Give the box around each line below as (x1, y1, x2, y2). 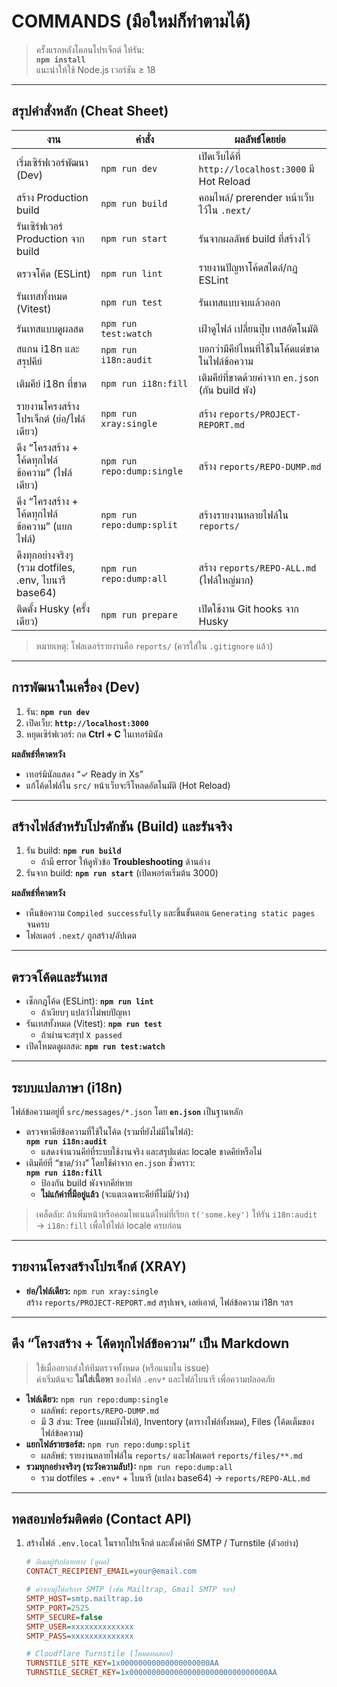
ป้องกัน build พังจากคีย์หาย (40, 1177, 133, 1189)
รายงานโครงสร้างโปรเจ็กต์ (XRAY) (11, 1258, 187, 1275)
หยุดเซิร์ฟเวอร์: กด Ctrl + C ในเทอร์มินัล (25, 728, 163, 740)
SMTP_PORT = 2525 (25, 1603, 90, 1613)
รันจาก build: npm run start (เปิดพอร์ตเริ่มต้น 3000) (25, 867, 219, 879)
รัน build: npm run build (25, 845, 122, 857)
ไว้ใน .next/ (198, 203, 252, 217)
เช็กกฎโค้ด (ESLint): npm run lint (25, 995, 154, 1007)
